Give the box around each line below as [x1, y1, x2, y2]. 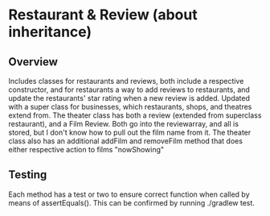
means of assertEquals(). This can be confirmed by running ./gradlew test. [8, 197, 256, 207]
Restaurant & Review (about [8, 6, 198, 24]
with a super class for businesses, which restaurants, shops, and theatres [8, 102, 252, 111]
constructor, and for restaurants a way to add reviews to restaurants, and [8, 85, 251, 94]
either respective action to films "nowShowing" [8, 145, 165, 154]
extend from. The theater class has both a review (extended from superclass [8, 110, 262, 120]
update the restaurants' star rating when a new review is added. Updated [8, 93, 251, 102]
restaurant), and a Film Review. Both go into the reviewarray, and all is [8, 119, 239, 128]
